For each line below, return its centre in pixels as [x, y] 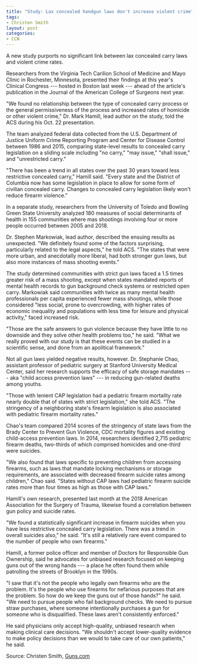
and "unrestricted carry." [36, 159]
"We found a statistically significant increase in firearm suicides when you [96, 523]
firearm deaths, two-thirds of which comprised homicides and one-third [93, 445]
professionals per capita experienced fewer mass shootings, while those [94, 299]
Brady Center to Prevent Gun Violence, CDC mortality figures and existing [96, 432]
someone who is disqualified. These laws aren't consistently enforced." [93, 614]
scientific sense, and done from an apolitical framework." [75, 348]
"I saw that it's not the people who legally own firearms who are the [88, 583]
